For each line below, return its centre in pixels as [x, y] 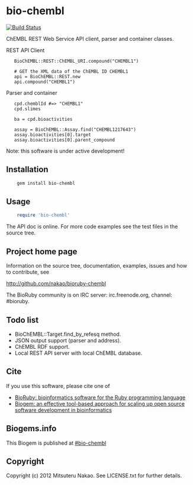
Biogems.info [31, 428]
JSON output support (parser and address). [68, 340]
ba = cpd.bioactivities [43, 119]
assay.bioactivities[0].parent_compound [65, 140]
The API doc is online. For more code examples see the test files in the [92, 227]
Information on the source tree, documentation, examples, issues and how [97, 266]
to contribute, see [28, 272]
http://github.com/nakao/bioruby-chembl [56, 284]
